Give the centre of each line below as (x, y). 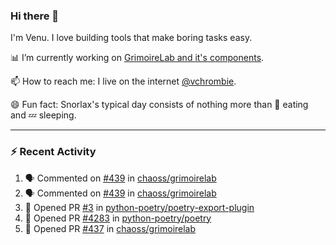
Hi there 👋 (35, 16)
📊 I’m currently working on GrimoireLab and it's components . (137, 58)
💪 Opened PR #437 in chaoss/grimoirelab (110, 228)
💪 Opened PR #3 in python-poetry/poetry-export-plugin (139, 207)
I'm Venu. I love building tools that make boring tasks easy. (131, 38)
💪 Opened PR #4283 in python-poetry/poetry (118, 218)
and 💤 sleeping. (43, 115)
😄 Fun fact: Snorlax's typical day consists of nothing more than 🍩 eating (159, 105)
